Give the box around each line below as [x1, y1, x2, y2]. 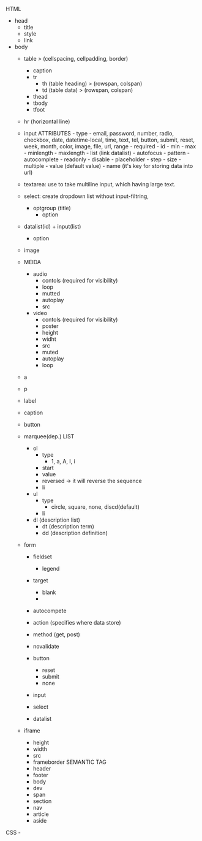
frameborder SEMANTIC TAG [32, 758, 107, 766]
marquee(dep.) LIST [23, 433, 75, 440]
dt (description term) [42, 523, 94, 530]
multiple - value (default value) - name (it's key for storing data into [23, 162, 193, 169]
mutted [42, 290, 61, 297]
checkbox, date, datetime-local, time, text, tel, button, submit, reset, [23, 136, 195, 143]
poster [42, 322, 59, 330]
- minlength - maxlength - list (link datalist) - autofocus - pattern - [23, 150, 190, 156]
